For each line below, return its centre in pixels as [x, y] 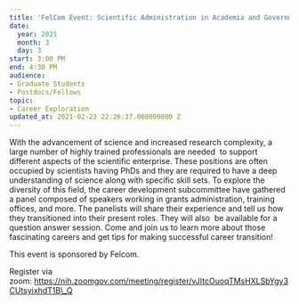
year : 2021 [37, 34]
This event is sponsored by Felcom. [74, 254]
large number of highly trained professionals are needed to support [133, 152]
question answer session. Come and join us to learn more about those [137, 227]
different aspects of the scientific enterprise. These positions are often [139, 161]
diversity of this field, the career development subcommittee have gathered [148, 190]
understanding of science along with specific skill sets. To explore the [137, 180]
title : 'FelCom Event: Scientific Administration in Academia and [135, 17]
